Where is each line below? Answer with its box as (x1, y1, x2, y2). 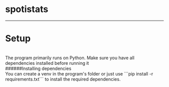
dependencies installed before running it (5, 60, 89, 66)
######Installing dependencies (5, 65, 71, 71)
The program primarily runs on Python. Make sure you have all (5, 54, 135, 61)
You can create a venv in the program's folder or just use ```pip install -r (5, 70, 153, 76)
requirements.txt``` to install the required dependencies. (5, 76, 121, 82)
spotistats (5, 4, 49, 15)
